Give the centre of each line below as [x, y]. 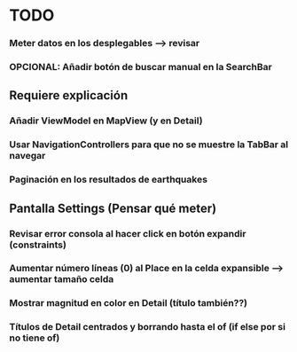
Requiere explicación [69, 95]
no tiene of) [35, 338]
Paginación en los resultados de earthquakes [109, 180]
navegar [27, 156]
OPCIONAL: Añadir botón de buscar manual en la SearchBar [141, 67]
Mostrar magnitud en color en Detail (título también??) [129, 303]
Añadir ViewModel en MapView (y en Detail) [106, 121]
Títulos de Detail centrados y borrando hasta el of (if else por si [148, 327]
